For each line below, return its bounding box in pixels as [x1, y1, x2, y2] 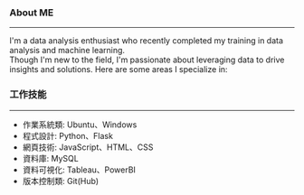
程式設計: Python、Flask [22, 130, 113, 141]
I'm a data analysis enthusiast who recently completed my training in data [9, 35, 283, 46]
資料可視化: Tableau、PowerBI [22, 164, 136, 175]
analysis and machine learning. [9, 45, 125, 56]
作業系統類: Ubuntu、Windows [22, 119, 138, 130]
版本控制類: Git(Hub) [22, 175, 100, 186]
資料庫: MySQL [22, 153, 79, 163]
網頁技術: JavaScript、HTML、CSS [22, 142, 154, 153]
